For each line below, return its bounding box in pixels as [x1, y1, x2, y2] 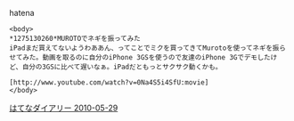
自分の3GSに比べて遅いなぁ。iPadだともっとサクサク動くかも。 [21, 62, 223, 71]
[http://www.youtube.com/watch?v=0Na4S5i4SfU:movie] [9, 78, 209, 87]
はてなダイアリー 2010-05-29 [9, 102, 118, 113]
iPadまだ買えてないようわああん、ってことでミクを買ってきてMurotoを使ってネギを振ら [9, 44, 287, 52]
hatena [9, 8, 35, 18]
